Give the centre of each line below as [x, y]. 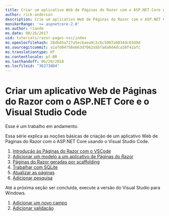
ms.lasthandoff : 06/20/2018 [35, 61]
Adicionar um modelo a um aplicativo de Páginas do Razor [73, 157]
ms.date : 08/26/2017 [27, 33]
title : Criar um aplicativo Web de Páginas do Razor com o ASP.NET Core [83, 10]
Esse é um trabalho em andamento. [42, 126]
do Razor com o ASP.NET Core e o [77, 102]
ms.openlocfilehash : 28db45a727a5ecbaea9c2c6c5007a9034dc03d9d [73, 43]
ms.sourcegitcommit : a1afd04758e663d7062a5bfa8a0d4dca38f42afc [73, 47]
